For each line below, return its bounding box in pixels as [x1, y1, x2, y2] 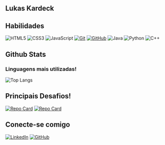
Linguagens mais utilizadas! [5, 65, 77, 72]
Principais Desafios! [5, 92, 71, 100]
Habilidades [5, 22, 45, 30]
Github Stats [5, 50, 46, 58]
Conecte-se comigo [5, 120, 70, 129]
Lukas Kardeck [5, 4, 54, 13]
